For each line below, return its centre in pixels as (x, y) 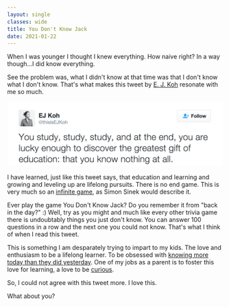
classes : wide (27, 22)
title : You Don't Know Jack (47, 29)
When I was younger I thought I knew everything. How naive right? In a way (114, 57)
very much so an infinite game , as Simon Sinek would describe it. (99, 192)
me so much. (25, 92)
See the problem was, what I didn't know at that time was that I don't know (112, 77)
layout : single (29, 14)
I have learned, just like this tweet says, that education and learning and (108, 177)
